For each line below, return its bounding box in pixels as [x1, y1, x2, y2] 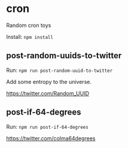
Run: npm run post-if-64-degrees [6, 123, 89, 130]
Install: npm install [6, 33, 54, 40]
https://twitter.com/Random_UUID [6, 89, 90, 97]
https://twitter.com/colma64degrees [6, 134, 96, 142]
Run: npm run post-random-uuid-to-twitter [6, 67, 113, 74]
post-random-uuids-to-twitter [6, 50, 122, 61]
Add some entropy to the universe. [6, 78, 92, 85]
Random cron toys [6, 22, 51, 29]
